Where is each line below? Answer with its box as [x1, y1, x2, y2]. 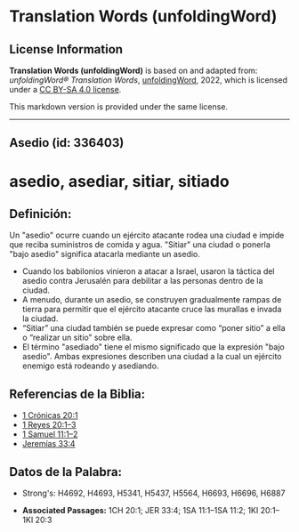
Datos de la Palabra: [9, 464, 123, 480]
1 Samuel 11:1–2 [21, 429, 78, 439]
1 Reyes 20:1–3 [21, 420, 77, 431]
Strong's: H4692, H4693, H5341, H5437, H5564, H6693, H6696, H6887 [21, 488, 286, 499]
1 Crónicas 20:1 [21, 410, 78, 421]
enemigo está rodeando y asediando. [21, 360, 159, 371]
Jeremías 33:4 [21, 439, 76, 449]
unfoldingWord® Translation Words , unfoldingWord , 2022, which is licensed [9, 75, 287, 85]
